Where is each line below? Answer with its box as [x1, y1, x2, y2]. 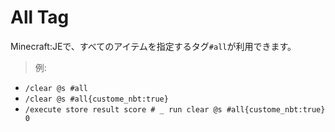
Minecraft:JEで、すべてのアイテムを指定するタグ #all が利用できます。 [10, 40, 297, 52]
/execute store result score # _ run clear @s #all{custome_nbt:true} [24, 104, 326, 115]
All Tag [10, 6, 70, 29]
